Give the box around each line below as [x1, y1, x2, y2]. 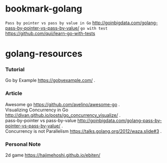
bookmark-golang [5, 3, 82, 15]
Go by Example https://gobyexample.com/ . [5, 77, 95, 84]
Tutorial [5, 66, 25, 73]
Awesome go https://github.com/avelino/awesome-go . [5, 101, 120, 107]
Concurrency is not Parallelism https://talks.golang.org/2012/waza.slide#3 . [5, 128, 162, 134]
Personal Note [5, 140, 41, 147]
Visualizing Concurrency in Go [5, 107, 69, 113]
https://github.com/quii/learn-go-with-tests [5, 30, 95, 36]
